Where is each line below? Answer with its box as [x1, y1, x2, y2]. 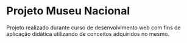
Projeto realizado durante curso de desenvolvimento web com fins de [6, 24, 181, 31]
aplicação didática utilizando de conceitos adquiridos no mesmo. [6, 30, 169, 37]
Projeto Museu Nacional [6, 4, 130, 18]
